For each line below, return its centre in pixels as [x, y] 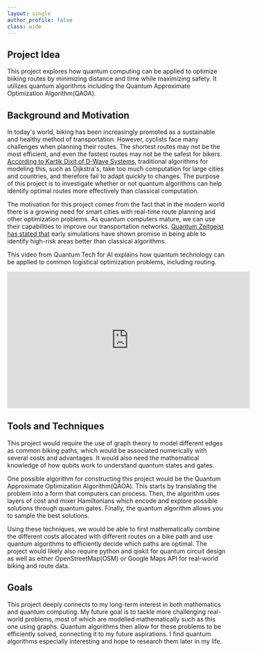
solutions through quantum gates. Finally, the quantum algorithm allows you [115, 508]
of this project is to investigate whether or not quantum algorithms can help [115, 183]
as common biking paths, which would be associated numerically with [107, 450]
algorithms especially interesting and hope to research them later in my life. [115, 641]
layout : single [29, 14]
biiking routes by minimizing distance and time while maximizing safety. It [112, 79]
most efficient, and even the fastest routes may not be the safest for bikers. [115, 154]
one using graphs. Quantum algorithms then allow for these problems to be [114, 626]
